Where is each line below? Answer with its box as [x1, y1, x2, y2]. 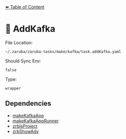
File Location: [5, 39, 33, 46]
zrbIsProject [12, 123, 38, 129]
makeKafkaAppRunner [12, 118, 59, 124]
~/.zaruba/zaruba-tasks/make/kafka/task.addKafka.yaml [5, 49, 122, 54]
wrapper [5, 86, 21, 91]
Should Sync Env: [5, 58, 41, 64]
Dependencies [5, 99, 51, 108]
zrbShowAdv [12, 128, 39, 134]
